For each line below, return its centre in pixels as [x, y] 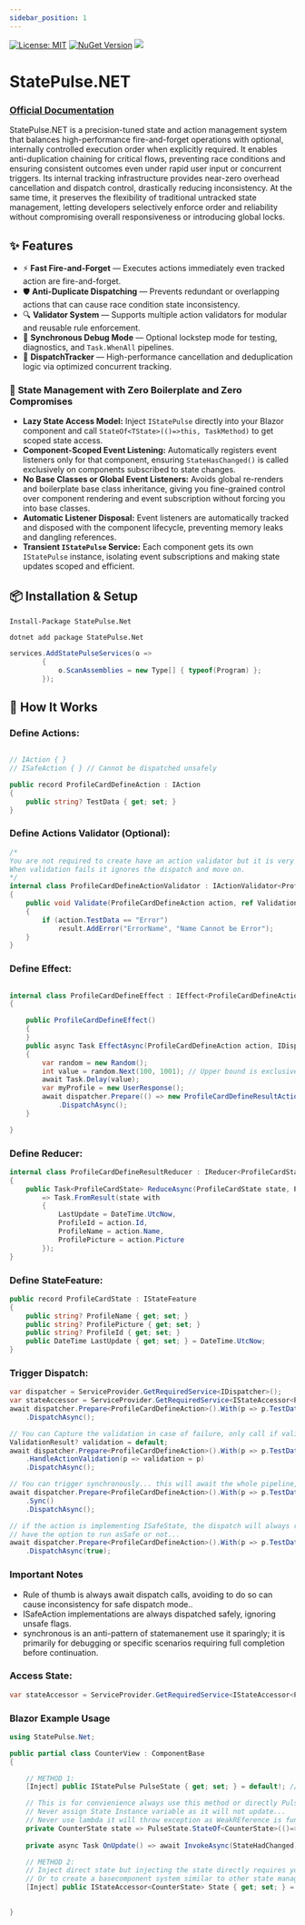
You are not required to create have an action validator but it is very [152, 861]
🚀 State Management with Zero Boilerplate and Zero [126, 390]
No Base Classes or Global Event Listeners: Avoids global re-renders [153, 480]
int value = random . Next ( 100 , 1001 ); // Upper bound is [150, 1071]
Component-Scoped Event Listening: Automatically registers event [149, 451]
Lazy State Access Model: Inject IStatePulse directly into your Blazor [153, 421]
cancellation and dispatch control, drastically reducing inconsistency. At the [151, 188]
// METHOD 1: [50, 1778]
